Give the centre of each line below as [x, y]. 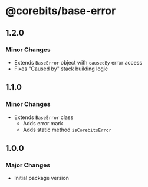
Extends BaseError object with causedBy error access [78, 62]
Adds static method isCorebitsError [67, 130]
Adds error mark [43, 123]
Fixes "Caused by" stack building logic [61, 69]
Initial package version [41, 178]
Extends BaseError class [44, 117]
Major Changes [28, 165]
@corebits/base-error [61, 11]
